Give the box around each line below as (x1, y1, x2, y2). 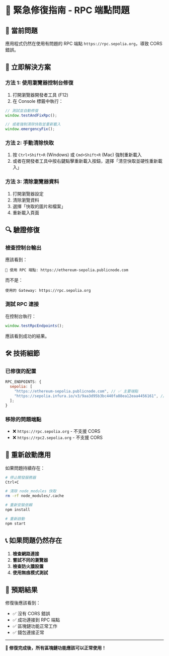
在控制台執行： (5, 313, 36, 319)
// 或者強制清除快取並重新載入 (5, 122, 61, 127)
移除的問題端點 (5, 416, 42, 423)
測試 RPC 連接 (5, 301, 39, 308)
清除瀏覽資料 (12, 197, 39, 203)
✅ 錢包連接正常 (12, 629, 44, 635)
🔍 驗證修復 (5, 226, 40, 234)
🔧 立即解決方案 (5, 63, 51, 72)
